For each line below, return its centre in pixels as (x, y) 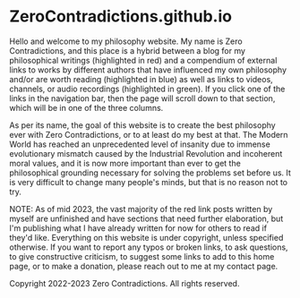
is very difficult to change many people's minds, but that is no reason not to (149, 182)
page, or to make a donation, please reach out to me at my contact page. (144, 266)
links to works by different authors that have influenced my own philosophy (148, 70)
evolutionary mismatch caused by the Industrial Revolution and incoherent (146, 153)
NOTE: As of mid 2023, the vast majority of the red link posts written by (141, 209)
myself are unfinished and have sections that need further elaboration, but (146, 218)
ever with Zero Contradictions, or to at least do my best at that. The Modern (149, 134)
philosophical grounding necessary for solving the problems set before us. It (150, 173)
